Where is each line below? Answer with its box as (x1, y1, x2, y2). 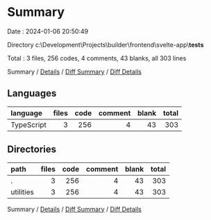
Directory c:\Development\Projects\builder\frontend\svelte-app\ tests (7, 40, 204, 49)
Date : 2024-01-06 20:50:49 (7, 27, 89, 35)
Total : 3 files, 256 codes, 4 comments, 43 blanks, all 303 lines (7, 53, 187, 62)
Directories (7, 144, 57, 155)
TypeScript (10, 119, 47, 129)
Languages (7, 87, 57, 99)
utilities (10, 187, 35, 196)
